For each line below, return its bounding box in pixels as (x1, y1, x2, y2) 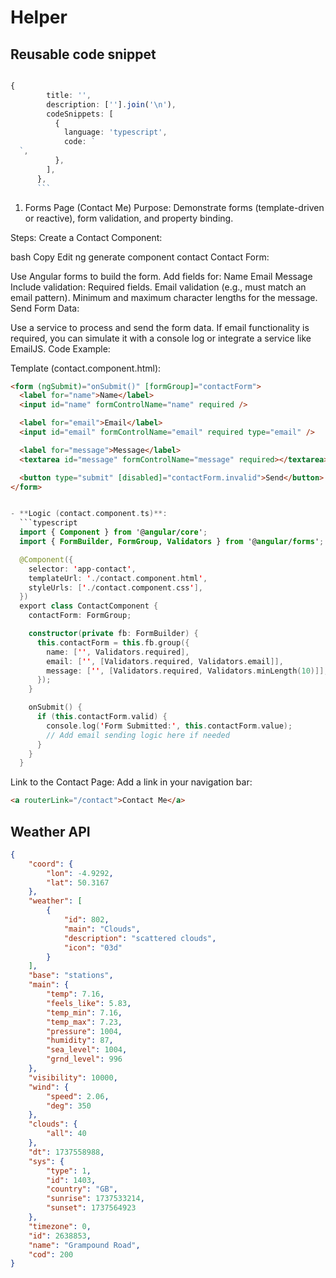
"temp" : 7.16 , (46, 989, 105, 1000)
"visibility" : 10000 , (28, 1072, 118, 1083)
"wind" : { (28, 1082, 70, 1092)
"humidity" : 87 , (46, 1036, 114, 1046)
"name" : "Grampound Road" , (28, 1240, 141, 1250)
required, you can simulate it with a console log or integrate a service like (10, 332, 312, 344)
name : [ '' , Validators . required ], (46, 647, 190, 657)
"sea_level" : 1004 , (46, 1045, 128, 1055)
